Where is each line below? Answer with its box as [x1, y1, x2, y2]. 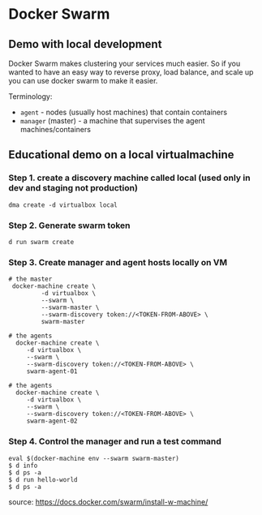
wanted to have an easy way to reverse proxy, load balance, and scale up [8, 67, 254, 77]
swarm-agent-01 [26, 367, 79, 376]
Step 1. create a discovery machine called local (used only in [8, 172, 251, 183]
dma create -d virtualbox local [8, 200, 118, 209]
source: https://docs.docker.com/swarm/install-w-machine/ [8, 496, 208, 507]
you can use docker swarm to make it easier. [8, 76, 158, 85]
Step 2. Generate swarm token [8, 220, 131, 231]
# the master [8, 275, 53, 284]
